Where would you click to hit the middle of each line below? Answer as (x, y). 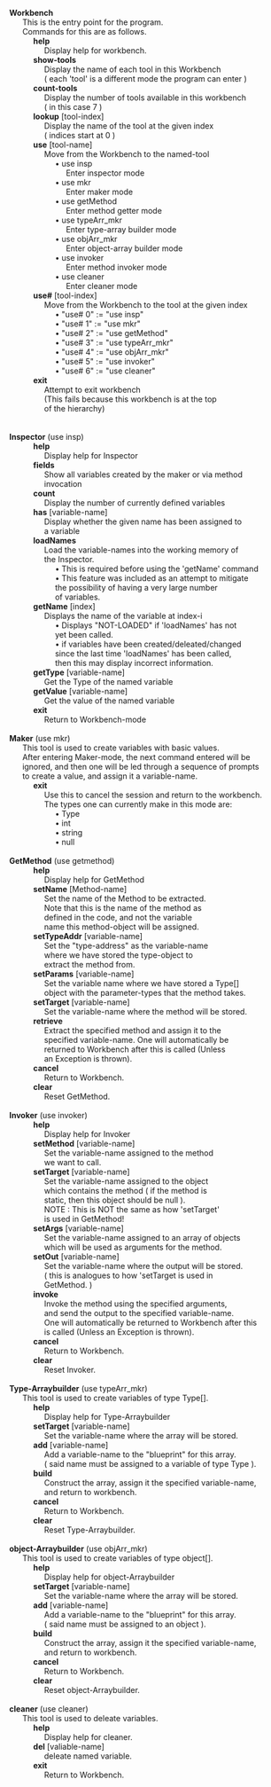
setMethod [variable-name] (84, 1144)
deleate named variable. (88, 1756)
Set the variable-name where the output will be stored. (143, 1266)
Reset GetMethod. (77, 1096)
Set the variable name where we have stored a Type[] (142, 983)
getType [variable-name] (79, 672)
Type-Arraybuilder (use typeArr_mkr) (78, 1388)
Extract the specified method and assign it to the (132, 1031)
